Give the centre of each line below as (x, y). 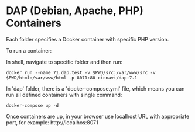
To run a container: (29, 50)
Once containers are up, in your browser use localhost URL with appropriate (98, 116)
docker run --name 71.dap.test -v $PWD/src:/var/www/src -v (81, 72)
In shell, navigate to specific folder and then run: (64, 62)
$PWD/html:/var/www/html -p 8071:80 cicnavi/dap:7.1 (72, 78)
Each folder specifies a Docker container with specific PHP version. (88, 39)
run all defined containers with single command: (64, 95)
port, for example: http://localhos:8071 (52, 122)
